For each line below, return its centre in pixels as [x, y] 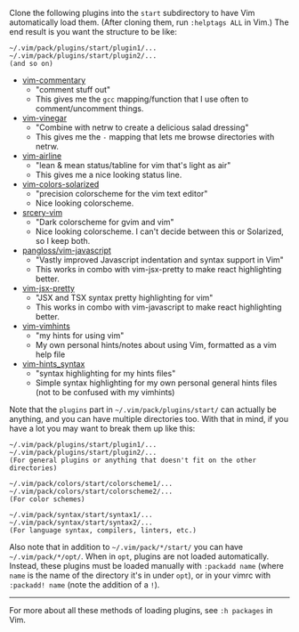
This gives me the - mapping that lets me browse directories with [155, 137]
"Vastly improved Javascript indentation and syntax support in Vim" [160, 260]
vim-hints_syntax [53, 364]
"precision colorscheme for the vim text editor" [121, 194]
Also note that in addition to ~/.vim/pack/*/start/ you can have [126, 547]
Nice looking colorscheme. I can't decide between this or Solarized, [159, 231]
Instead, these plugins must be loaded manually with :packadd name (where [147, 566]
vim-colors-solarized [61, 184]
